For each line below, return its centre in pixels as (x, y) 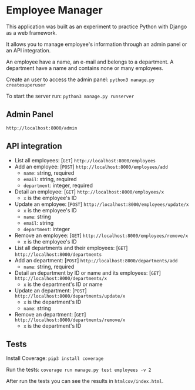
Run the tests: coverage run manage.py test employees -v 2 (79, 370)
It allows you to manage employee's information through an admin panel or (97, 44)
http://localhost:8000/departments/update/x (70, 296)
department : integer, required (58, 185)
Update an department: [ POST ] (51, 290)
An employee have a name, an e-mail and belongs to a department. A (90, 62)
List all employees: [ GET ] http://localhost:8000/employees (85, 160)
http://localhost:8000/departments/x (61, 278)
